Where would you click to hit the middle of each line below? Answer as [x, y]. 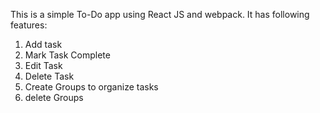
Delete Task [49, 76]
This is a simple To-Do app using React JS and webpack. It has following [160, 14]
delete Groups [54, 97]
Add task [43, 44]
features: [29, 25]
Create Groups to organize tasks [91, 87]
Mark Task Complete [67, 55]
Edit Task [43, 65]
